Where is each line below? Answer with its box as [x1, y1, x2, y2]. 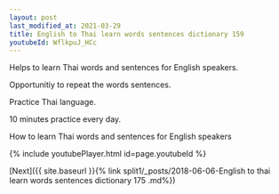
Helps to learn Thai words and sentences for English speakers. [9, 62, 239, 73]
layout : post [9, 12, 58, 22]
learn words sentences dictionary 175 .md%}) [9, 175, 176, 186]
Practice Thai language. [9, 97, 96, 108]
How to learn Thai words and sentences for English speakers [9, 131, 233, 142]
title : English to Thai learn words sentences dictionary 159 [9, 29, 244, 38]
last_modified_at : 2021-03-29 [9, 21, 122, 30]
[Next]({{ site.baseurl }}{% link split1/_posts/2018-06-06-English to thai [9, 166, 271, 176]
